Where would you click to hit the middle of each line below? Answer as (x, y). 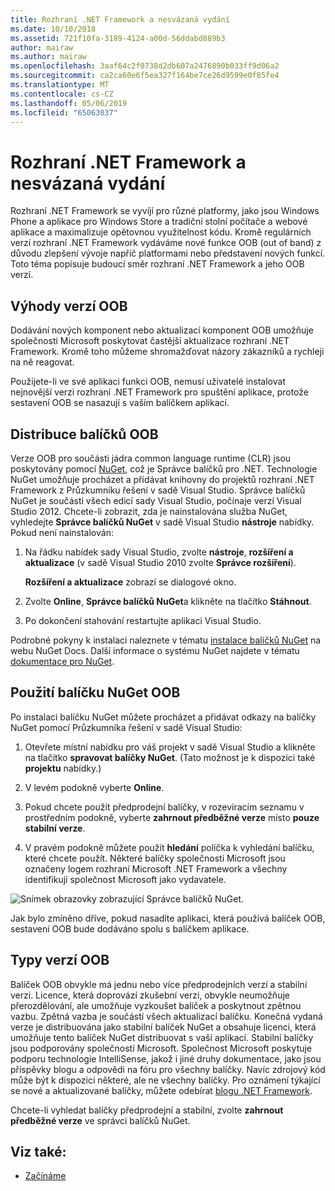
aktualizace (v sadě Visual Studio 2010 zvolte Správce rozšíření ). (160, 562)
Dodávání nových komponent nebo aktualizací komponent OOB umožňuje (162, 330)
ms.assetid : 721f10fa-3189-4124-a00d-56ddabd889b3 (118, 38)
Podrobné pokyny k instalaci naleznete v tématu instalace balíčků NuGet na (166, 640)
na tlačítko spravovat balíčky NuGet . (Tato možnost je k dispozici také (170, 757)
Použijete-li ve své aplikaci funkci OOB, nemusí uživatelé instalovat (148, 382)
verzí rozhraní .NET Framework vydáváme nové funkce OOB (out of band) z (166, 243)
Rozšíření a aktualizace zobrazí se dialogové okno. (130, 582)
